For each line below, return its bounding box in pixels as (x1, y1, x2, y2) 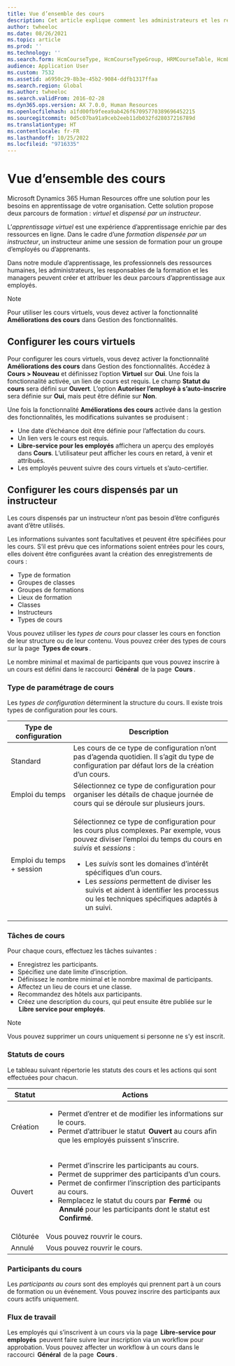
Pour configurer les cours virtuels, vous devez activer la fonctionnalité (7, 354, 209, 363)
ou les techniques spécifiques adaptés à (85, 894, 218, 904)
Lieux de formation (17, 593, 72, 601)
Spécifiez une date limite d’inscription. (17, 967, 128, 976)
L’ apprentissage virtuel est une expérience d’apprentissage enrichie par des (7, 222, 227, 232)
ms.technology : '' (7, 50, 61, 57)
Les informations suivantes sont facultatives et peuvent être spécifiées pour (7, 535, 226, 543)
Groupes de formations (17, 585, 85, 594)
